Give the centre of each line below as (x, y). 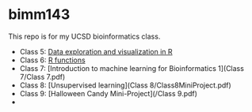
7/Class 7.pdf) (42, 77)
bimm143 (39, 15)
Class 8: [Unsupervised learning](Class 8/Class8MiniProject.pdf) (125, 85)
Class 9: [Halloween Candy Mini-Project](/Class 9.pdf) (109, 93)
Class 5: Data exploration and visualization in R (96, 51)
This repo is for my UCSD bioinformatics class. (84, 36)
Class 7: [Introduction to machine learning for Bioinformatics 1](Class (132, 68)
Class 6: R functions (52, 60)
